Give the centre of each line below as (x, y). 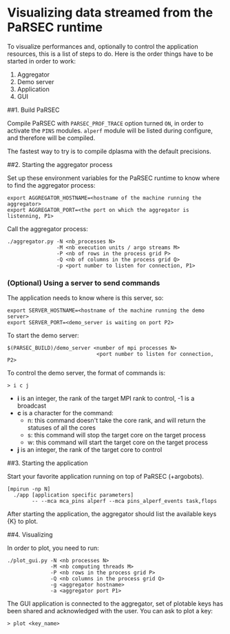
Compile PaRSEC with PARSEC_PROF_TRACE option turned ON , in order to (105, 123)
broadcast (32, 406)
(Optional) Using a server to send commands (84, 283)
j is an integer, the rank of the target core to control (90, 450)
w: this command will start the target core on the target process (118, 442)
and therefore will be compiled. (51, 138)
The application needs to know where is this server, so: (85, 298)
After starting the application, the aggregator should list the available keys (112, 514)
